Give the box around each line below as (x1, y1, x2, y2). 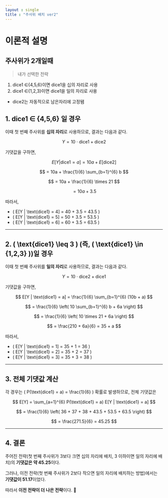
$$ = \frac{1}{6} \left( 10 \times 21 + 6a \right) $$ (33, 313, 134, 319)
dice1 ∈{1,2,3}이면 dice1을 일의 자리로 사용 (12, 88, 97, 94)
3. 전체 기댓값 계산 (5, 375, 58, 383)
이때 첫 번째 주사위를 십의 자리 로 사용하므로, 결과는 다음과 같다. (5, 129, 127, 135)
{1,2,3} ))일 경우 (5, 249, 53, 258)
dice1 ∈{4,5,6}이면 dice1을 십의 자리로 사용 (12, 81, 98, 88)
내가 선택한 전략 (17, 71, 48, 77)
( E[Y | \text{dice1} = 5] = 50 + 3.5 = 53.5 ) (12, 214, 99, 220)
